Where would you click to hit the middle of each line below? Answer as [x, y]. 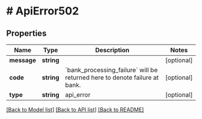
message [23, 60]
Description [112, 50]
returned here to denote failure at [112, 78]
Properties [26, 33]
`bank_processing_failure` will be [112, 70]
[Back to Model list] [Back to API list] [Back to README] [75, 110]
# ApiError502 [43, 11]
